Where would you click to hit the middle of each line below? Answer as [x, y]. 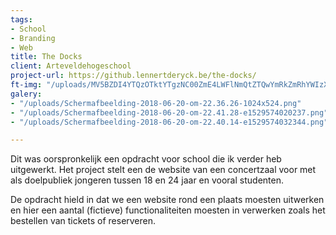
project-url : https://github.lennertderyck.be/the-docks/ [133, 76]
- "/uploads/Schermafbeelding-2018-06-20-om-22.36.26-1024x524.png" [156, 103]
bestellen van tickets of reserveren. [83, 221]
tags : [21, 19]
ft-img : [26, 85]
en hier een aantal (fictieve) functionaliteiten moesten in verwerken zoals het [168, 210]
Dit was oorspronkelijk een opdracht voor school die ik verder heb [146, 159]
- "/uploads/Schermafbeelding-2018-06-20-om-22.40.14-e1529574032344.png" [169, 122]
